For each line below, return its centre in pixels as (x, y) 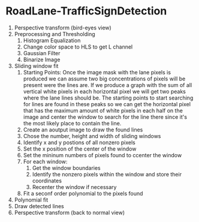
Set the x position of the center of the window (80, 149)
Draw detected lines (39, 206)
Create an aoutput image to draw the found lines (83, 130)
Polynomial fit (31, 200)
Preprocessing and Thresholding (55, 34)
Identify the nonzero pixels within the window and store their (107, 174)
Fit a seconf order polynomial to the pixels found (83, 193)
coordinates (47, 181)
